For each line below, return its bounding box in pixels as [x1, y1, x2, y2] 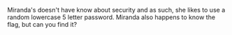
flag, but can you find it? [7, 21, 78, 28]
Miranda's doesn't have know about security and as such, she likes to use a [7, 6, 226, 14]
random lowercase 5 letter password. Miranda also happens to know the [7, 13, 215, 21]
